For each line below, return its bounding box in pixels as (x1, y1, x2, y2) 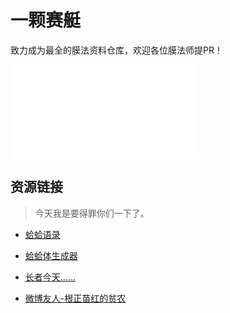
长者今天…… (24, 271, 76, 283)
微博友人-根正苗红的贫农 (24, 292, 127, 304)
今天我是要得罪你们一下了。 (34, 207, 150, 219)
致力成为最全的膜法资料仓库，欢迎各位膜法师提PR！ (10, 44, 223, 56)
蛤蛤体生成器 (24, 249, 78, 261)
